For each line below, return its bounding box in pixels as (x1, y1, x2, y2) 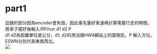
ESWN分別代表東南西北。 (5, 38, 57, 44)
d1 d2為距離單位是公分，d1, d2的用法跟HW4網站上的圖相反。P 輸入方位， (5, 32, 155, 38)
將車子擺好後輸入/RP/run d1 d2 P (5, 26, 72, 32)
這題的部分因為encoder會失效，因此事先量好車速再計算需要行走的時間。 (5, 20, 152, 26)
